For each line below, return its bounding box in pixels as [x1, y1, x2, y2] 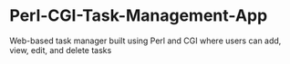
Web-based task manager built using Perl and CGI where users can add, [9, 35, 282, 46]
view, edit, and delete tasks [9, 44, 112, 55]
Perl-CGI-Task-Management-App [9, 5, 268, 26]
